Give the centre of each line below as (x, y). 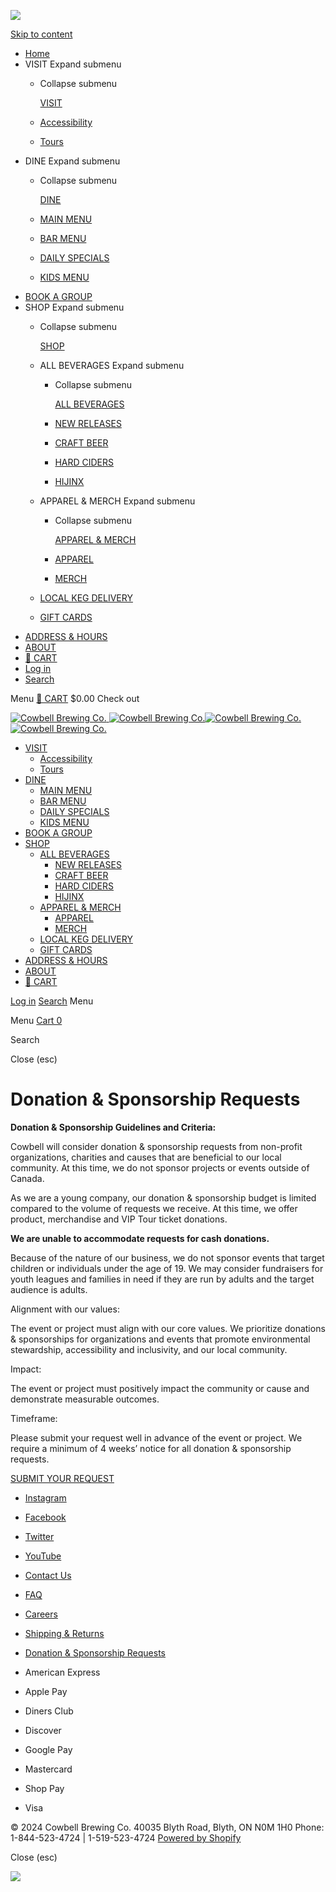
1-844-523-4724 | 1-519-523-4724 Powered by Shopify (126, 1837)
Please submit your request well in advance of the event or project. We (156, 1437)
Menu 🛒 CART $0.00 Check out (75, 698)
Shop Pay (44, 1788)
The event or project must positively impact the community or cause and (160, 1388)
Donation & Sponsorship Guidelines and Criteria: (113, 1127)
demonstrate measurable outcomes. (85, 1399)
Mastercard (48, 1769)
